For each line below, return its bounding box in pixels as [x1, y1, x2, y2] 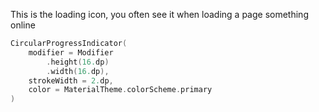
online [10, 19, 36, 31]
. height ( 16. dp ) [46, 57, 110, 67]
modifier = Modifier [28, 47, 114, 58]
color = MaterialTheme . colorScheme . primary [28, 85, 213, 95]
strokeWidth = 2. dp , [28, 75, 114, 86]
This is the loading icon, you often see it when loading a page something [10, 9, 309, 20]
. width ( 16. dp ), [46, 66, 110, 76]
